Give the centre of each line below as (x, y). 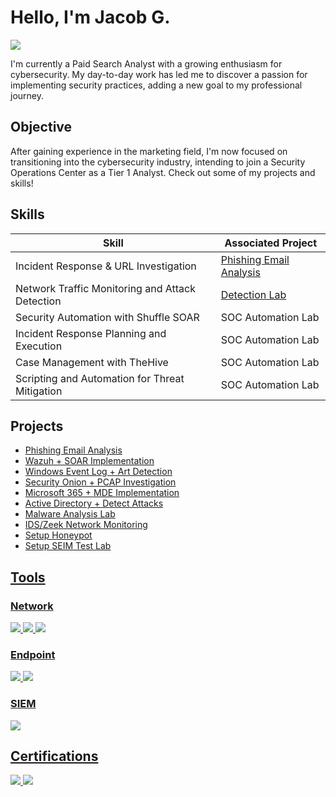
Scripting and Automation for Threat (100, 378)
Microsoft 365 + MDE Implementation (102, 493)
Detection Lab (253, 294)
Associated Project (271, 243)
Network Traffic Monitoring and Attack (105, 288)
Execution (39, 346)
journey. (27, 95)
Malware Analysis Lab (70, 514)
